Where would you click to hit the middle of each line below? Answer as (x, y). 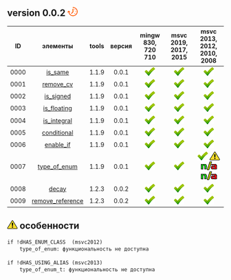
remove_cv (58, 84)
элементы (58, 46)
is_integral (57, 120)
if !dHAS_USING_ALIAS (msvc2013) (55, 263)
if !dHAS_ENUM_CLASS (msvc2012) (55, 242)
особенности (49, 225)
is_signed (58, 96)
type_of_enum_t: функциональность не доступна (87, 270)
